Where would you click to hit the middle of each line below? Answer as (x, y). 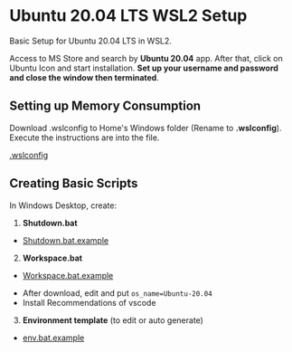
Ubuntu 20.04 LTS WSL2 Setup (128, 16)
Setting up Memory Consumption (105, 106)
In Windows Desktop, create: (63, 205)
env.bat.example (53, 338)
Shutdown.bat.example (66, 240)
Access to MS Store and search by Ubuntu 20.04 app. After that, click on (146, 58)
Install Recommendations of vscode (89, 302)
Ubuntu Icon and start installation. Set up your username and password (144, 68)
